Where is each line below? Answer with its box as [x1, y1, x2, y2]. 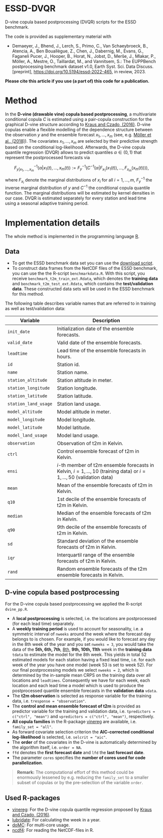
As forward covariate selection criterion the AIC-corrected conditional [12, 729, 154, 735]
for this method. [12, 291, 45, 297]
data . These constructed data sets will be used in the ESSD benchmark [12, 286, 155, 292]
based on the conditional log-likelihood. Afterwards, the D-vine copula [5, 144, 146, 150]
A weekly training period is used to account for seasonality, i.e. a [12, 626, 143, 632]
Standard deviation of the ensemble [57, 538, 138, 544]
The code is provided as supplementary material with [5, 33, 112, 39]
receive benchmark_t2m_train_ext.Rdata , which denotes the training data [12, 276, 158, 281]
